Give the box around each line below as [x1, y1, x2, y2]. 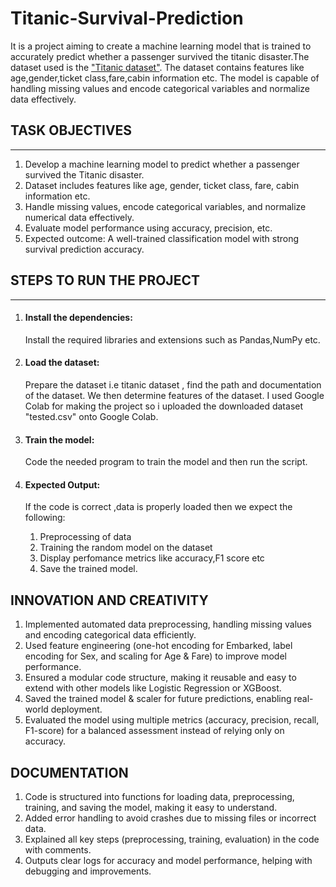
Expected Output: [24, 478, 101, 491]
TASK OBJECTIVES [10, 122, 133, 139]
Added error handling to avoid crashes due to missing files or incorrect [24, 812, 317, 824]
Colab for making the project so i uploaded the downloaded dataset [24, 400, 304, 412]
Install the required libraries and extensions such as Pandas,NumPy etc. [24, 333, 321, 346]
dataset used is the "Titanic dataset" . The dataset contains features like [10, 61, 305, 73]
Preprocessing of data [39, 531, 132, 543]
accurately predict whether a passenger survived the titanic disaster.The [10, 50, 310, 62]
